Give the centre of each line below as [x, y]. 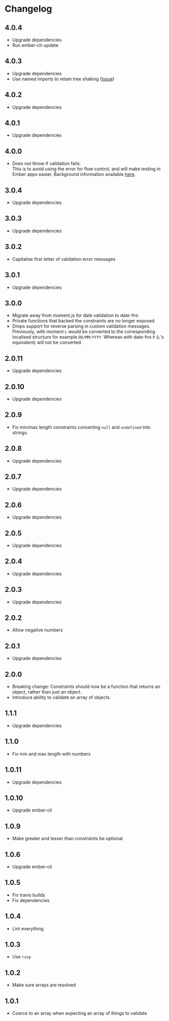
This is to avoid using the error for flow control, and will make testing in [86, 169]
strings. [20, 432]
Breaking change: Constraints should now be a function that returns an [86, 686]
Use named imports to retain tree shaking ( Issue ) [63, 79]
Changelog [28, 9]
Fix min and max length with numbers [51, 754]
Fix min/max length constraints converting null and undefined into [81, 427]
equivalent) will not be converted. [47, 342]
